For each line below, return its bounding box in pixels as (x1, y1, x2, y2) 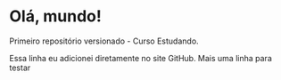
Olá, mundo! (9, 6, 103, 27)
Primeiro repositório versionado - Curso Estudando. (9, 36, 199, 46)
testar (9, 62, 31, 73)
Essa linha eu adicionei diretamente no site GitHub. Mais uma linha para (9, 52, 272, 63)
